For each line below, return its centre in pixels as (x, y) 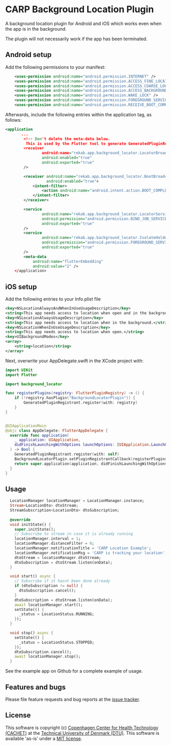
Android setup (28, 55)
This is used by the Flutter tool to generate (76, 144)
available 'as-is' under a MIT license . (44, 738)
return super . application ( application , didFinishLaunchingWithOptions (91, 464)
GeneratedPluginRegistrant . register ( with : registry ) (81, 403)
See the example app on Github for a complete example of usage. (74, 671)
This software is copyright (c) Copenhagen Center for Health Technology (82, 728)
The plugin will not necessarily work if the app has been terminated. (76, 39)
